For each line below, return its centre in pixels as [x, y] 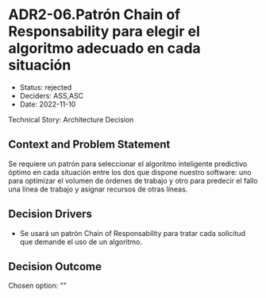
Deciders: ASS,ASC [52, 95]
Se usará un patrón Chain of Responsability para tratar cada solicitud [133, 233]
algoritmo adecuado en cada [104, 48]
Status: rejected [46, 87]
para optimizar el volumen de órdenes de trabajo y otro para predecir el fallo [133, 180]
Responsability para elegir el [104, 31]
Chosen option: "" [38, 286]
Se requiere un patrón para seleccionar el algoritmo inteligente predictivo [128, 164]
